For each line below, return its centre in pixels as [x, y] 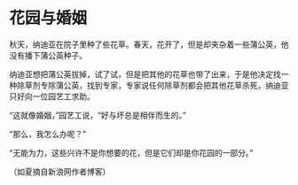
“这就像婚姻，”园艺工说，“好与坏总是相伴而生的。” [98, 115]
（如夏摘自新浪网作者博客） [60, 171]
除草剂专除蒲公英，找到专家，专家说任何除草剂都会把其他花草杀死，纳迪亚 [153, 85]
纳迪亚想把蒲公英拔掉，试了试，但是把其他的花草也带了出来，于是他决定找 [145, 74]
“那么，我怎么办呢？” [48, 134]
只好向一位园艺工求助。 [52, 96]
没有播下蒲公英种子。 [48, 55]
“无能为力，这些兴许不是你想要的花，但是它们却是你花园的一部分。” [131, 152]
